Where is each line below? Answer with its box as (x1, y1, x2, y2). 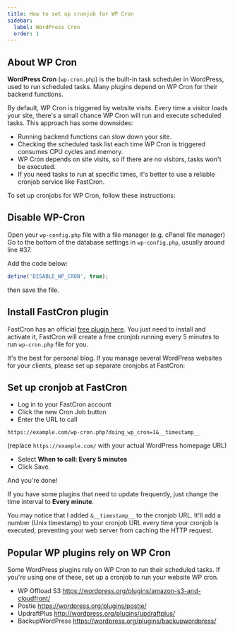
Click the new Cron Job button (17, 408, 107, 416)
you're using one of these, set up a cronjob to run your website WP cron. (7, 573, 219, 582)
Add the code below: (7, 259, 68, 267)
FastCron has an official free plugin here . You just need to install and (7, 324, 206, 333)
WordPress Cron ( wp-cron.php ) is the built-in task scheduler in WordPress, (7, 75, 224, 83)
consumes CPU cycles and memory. (17, 148, 123, 156)
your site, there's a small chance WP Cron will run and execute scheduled (7, 111, 222, 120)
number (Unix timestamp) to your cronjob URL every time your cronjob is (7, 519, 219, 527)
